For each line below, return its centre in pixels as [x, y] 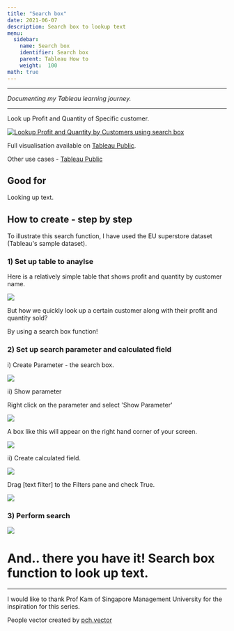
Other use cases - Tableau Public [55, 159]
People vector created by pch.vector [60, 620]
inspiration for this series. [44, 606]
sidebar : [26, 40]
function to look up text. [78, 574]
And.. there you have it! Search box [111, 559]
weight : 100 [39, 65]
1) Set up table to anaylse [50, 262]
